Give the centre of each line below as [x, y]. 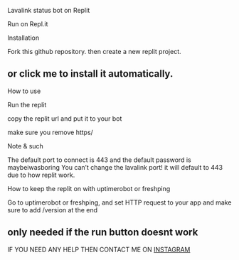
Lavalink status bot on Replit [49, 10]
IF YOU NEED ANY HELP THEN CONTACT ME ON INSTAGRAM [99, 249]
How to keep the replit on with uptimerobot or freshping [89, 188]
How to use [24, 91]
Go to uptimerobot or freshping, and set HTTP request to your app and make [119, 202]
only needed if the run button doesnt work [103, 233]
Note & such [26, 146]
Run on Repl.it [28, 24]
